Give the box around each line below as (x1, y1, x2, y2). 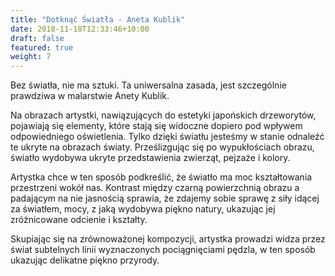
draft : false (10, 33, 65, 43)
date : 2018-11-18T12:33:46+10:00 (10, 24, 150, 34)
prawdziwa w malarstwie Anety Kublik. (10, 90, 170, 102)
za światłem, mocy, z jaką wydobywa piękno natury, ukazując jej (10, 203, 276, 215)
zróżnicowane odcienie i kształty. (10, 214, 148, 226)
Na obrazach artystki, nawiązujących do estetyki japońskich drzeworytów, (10, 109, 317, 121)
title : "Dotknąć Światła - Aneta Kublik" (10, 14, 186, 25)
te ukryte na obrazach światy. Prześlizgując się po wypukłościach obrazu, (10, 141, 315, 153)
